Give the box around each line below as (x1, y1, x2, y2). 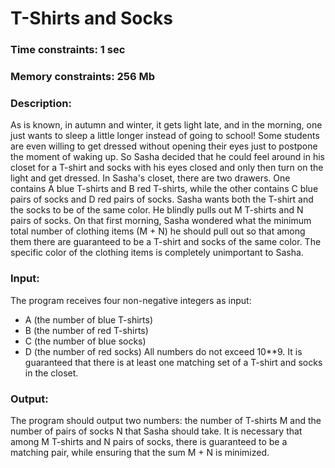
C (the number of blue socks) (24, 335, 147, 347)
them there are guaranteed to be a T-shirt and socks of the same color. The (10, 236, 322, 248)
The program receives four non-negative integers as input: (10, 294, 252, 306)
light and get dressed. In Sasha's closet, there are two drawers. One (10, 172, 291, 184)
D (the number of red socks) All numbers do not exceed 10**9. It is (24, 345, 303, 357)
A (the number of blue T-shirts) (24, 313, 153, 326)
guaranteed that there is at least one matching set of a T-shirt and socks (24, 356, 323, 368)
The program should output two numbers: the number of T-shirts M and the (10, 414, 322, 426)
